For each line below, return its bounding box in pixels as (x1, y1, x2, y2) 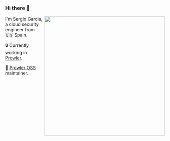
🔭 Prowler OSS (5, 65, 36, 71)
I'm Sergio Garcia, (5, 16, 43, 22)
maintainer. (5, 70, 29, 76)
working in (5, 50, 27, 56)
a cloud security (5, 21, 39, 27)
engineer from (5, 27, 35, 33)
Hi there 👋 (5, 5, 30, 12)
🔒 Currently (5, 42, 29, 48)
